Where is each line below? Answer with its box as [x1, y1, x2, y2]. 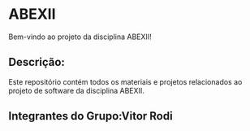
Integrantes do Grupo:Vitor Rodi [8, 109, 173, 123]
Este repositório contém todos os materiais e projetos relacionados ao [8, 76, 243, 86]
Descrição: [8, 55, 65, 69]
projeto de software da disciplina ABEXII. [8, 85, 144, 95]
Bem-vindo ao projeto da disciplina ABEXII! [8, 32, 152, 41]
